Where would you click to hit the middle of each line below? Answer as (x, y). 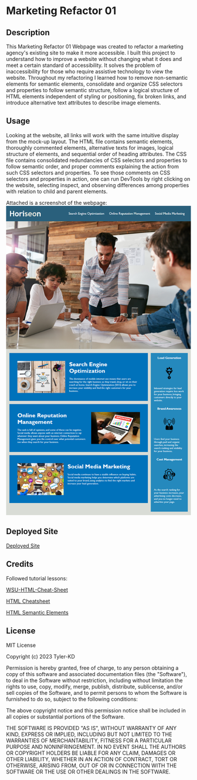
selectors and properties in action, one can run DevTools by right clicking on (98, 179)
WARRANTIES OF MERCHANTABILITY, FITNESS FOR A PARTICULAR (89, 740)
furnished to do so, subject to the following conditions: (72, 699)
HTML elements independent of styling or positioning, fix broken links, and (96, 96)
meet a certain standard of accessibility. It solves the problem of (84, 65)
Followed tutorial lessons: (37, 578)
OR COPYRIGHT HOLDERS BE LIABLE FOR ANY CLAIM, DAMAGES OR (91, 753)
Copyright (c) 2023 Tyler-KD (40, 656)
